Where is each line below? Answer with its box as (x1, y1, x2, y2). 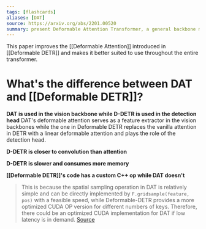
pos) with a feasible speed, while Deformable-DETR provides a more (21, 197, 194, 204)
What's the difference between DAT (6, 77, 193, 91)
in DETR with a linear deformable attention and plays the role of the (6, 129, 176, 137)
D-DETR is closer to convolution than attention (6, 148, 128, 156)
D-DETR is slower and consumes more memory (6, 160, 129, 167)
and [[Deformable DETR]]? (6, 90, 143, 104)
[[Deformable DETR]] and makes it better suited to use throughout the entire (6, 49, 199, 57)
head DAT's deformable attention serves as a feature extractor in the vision (6, 117, 197, 124)
